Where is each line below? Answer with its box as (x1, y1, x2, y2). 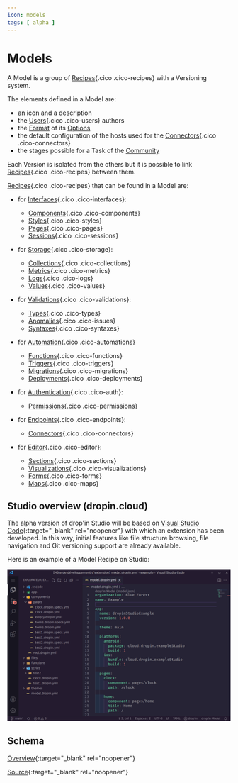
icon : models (7, 11, 46, 18)
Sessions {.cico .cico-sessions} (28, 231, 119, 240)
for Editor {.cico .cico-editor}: (17, 443, 102, 452)
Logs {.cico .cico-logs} (28, 274, 93, 283)
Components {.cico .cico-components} (28, 209, 141, 218)
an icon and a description (17, 109, 92, 117)
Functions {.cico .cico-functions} (28, 352, 123, 360)
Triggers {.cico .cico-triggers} (28, 359, 114, 368)
